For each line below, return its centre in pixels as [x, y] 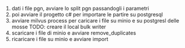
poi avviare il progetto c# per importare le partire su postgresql [87, 14]
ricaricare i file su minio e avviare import [60, 39]
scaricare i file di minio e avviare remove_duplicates [74, 33]
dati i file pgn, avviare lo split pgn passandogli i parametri [80, 8]
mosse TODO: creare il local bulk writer [59, 27]
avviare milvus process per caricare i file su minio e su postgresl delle [95, 21]
